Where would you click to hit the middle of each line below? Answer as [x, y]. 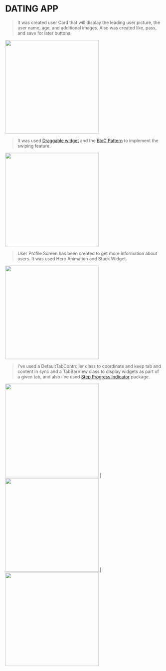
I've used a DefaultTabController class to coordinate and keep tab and [89, 366]
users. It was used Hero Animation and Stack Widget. [72, 258]
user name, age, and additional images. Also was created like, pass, [87, 27]
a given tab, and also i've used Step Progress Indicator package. [83, 376]
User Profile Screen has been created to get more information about [87, 253]
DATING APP [32, 9]
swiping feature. [34, 146]
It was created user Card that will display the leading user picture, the [89, 22]
